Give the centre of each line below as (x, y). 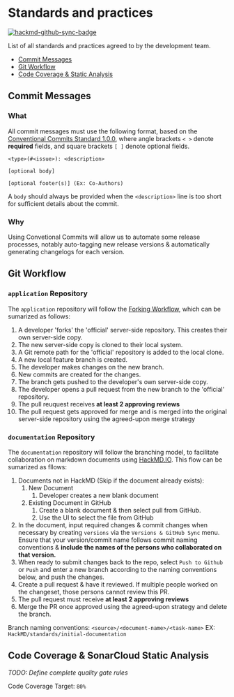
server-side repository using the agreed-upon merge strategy (107, 419)
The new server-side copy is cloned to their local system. (100, 344)
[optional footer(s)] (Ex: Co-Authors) (66, 183)
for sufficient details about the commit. (63, 203)
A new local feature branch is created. (73, 359)
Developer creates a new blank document (99, 495)
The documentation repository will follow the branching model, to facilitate (113, 452)
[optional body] (31, 171)
